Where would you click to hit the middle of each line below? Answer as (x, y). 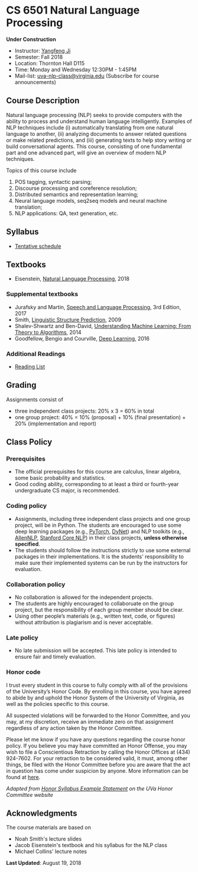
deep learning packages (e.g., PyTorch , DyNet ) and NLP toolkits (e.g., (100, 531)
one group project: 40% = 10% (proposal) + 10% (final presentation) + (100, 417)
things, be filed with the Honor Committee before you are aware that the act (98, 764)
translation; (28, 207)
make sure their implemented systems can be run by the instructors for (101, 563)
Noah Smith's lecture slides (48, 839)
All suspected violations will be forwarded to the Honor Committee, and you (98, 715)
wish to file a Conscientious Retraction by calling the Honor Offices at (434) (98, 752)
